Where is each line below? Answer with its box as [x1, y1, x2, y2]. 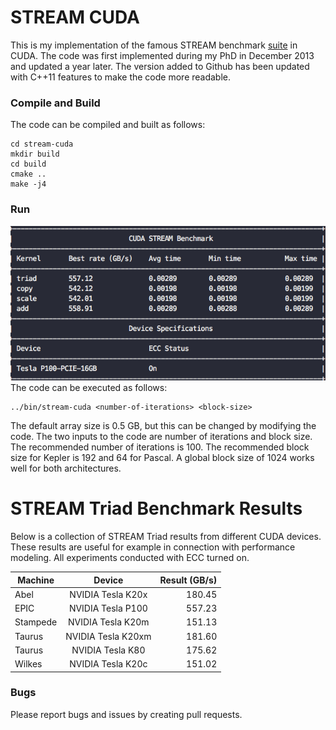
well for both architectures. [10, 462, 122, 475]
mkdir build [10, 149, 60, 160]
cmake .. [10, 169, 47, 180]
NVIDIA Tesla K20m [68, 616, 150, 628]
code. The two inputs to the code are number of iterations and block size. [10, 431, 313, 443]
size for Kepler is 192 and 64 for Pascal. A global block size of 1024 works [10, 452, 315, 464]
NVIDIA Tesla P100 [68, 602, 148, 615]
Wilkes [14, 658, 43, 670]
